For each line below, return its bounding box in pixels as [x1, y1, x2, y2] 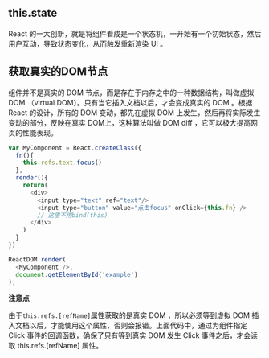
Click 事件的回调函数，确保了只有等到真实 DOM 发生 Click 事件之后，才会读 [8, 331, 259, 340]
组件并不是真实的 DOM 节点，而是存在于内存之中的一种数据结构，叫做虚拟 [8, 88, 255, 97]
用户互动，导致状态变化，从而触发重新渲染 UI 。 [8, 39, 168, 48]
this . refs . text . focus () [22, 158, 103, 167]
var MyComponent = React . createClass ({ [8, 144, 142, 152]
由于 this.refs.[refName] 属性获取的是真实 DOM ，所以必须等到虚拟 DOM [8, 311, 251, 320]
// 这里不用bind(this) [37, 211, 108, 220]
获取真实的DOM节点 [8, 64, 108, 79]
